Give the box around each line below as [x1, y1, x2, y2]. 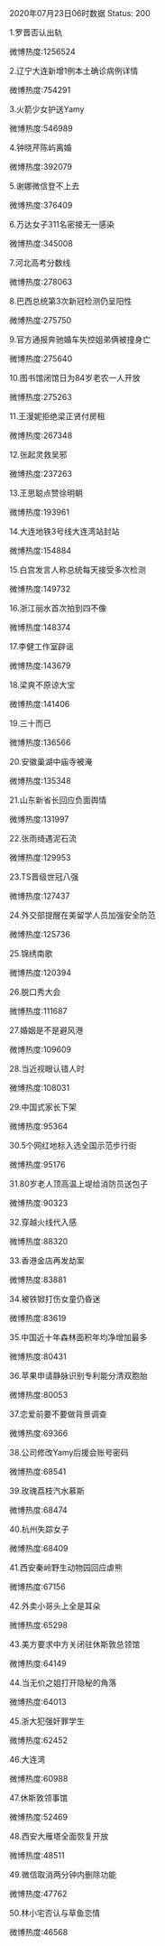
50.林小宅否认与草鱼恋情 [9, 1908, 101, 1918]
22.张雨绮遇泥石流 [9, 833, 78, 843]
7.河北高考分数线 [9, 257, 71, 268]
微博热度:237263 [9, 469, 73, 479]
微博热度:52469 [9, 1811, 69, 1822]
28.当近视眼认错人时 [9, 1064, 85, 1074]
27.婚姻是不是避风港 [9, 1025, 84, 1036]
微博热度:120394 [9, 967, 72, 978]
